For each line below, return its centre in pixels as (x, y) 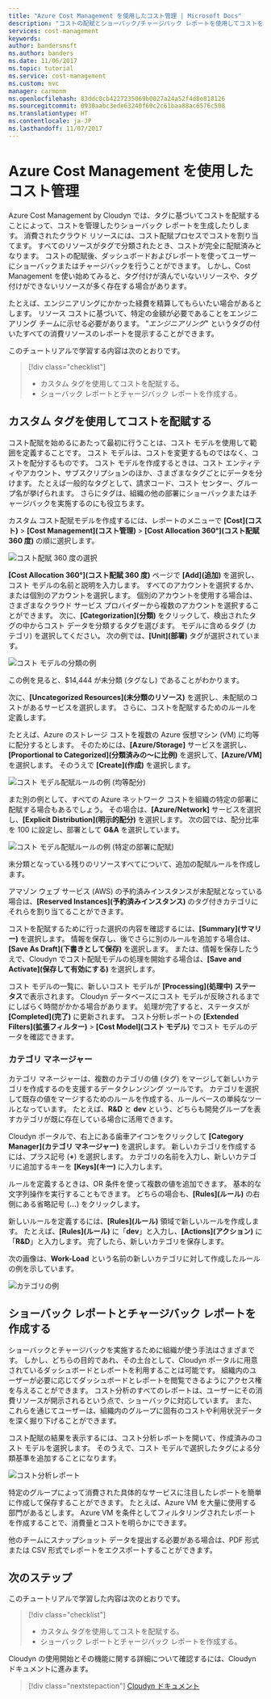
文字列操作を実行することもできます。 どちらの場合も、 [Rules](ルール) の (131, 1194)
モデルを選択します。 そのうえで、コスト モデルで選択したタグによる (139, 1448)
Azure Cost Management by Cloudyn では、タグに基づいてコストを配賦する (134, 215)
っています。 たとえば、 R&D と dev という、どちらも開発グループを (142, 1109)
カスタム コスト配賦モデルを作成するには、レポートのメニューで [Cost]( (128, 520)
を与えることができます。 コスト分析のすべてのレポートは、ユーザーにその (132, 1390)
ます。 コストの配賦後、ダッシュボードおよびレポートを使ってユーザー (139, 255)
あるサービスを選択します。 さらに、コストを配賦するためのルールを (143, 707)
